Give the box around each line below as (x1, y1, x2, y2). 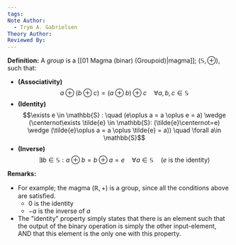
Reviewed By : (7, 37, 46, 44)
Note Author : (7, 17, 46, 24)
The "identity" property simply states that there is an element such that (17, 214, 225, 223)
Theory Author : (7, 30, 52, 38)
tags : (7, 10, 23, 18)
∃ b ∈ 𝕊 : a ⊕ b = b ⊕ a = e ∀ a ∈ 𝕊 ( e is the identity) (38, 156, 210, 164)
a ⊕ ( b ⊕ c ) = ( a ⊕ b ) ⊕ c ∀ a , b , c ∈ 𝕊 (60, 89, 189, 97)
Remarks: (7, 170, 37, 178)
